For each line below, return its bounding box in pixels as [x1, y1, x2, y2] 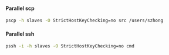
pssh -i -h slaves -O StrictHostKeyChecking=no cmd [5, 43, 134, 49]
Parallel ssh [5, 30, 35, 37]
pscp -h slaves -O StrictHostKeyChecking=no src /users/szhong [5, 18, 164, 23]
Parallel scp [5, 5, 35, 12]
